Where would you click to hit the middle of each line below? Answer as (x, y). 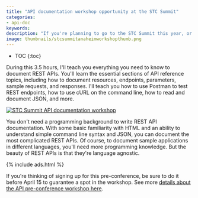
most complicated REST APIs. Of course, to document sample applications (97, 140)
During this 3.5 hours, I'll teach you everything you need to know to (88, 67)
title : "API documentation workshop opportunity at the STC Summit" (92, 12)
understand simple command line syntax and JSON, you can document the (98, 134)
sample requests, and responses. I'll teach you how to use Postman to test (97, 86)
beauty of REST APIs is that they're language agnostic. (73, 153)
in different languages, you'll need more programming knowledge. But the (96, 147)
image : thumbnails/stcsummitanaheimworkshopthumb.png (74, 39)
